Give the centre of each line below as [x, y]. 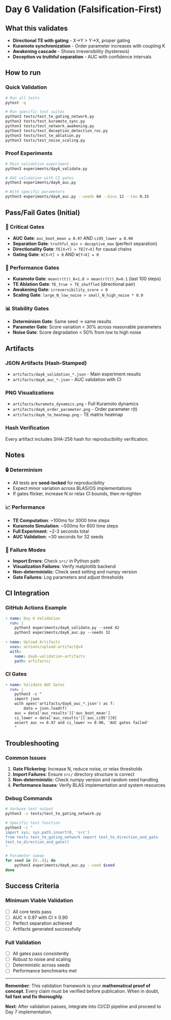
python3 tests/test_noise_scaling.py [45, 140]
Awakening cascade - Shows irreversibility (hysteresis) [71, 51]
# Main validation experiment [37, 164]
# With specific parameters [35, 192]
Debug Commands [29, 799]
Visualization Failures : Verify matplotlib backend [64, 566]
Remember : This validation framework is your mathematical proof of [78, 986]
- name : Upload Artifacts [33, 642]
